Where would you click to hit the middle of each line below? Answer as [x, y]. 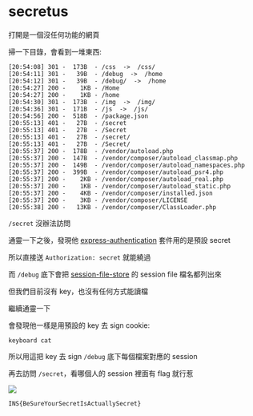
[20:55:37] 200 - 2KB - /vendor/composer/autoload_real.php [116, 179]
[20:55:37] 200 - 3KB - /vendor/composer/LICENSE [98, 200]
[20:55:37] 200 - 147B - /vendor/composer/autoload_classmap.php [123, 158]
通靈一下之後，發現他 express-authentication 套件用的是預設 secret [119, 240]
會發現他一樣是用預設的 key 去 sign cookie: [79, 325]
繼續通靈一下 [29, 308]
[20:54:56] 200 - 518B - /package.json [78, 116]
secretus [38, 12]
